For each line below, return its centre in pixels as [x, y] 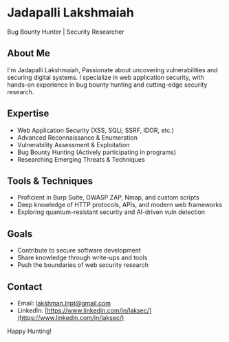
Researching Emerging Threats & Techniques [81, 159]
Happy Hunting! [29, 331]
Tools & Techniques [50, 181]
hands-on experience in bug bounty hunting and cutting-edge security [107, 85]
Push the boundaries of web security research [83, 265]
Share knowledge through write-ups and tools [82, 258]
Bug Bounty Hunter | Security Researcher [66, 32]
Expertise [28, 114]
